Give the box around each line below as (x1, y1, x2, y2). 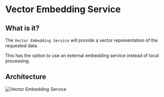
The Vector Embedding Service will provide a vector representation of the (5, 37, 158, 43)
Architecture (5, 73, 47, 81)
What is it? (5, 24, 40, 33)
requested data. (5, 43, 39, 49)
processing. (5, 58, 30, 64)
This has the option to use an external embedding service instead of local (5, 52, 159, 58)
